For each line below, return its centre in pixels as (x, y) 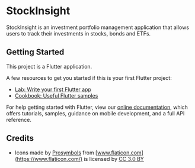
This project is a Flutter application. (49, 66)
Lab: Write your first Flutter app (53, 89)
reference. (19, 119)
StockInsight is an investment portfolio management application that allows (98, 27)
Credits (20, 138)
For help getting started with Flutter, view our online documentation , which (97, 107)
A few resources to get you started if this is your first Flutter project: (89, 77)
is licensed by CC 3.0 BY (114, 159)
